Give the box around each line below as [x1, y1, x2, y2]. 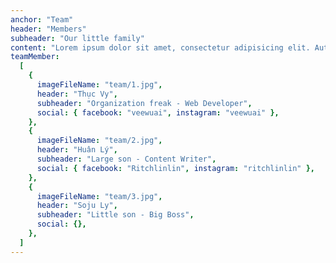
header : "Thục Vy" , [36, 89, 118, 99]
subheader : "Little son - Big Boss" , [36, 210, 195, 220]
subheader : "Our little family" [10, 33, 145, 43]
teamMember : [10, 52, 60, 62]
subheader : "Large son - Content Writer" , [36, 154, 217, 164]
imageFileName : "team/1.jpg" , [36, 80, 163, 90]
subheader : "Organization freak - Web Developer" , [36, 98, 253, 108]
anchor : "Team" [10, 14, 74, 25]
